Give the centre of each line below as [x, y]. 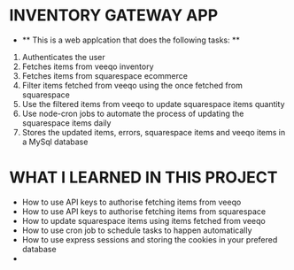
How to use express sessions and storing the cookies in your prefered [150, 239]
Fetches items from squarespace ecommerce [105, 75]
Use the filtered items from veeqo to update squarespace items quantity [153, 104]
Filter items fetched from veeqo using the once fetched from [132, 85]
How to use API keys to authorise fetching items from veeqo [132, 202]
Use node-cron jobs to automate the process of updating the [133, 113]
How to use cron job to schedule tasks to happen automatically [137, 230]
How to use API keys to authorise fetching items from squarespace [144, 211]
